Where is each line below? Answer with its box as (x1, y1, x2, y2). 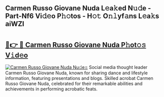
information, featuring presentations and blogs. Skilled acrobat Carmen (5, 75, 153, 81)
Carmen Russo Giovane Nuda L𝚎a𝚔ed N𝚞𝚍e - (5, 4, 151, 13)
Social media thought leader (89, 64, 148, 70)
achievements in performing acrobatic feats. (5, 86, 98, 92)
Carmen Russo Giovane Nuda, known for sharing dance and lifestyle (5, 70, 148, 76)
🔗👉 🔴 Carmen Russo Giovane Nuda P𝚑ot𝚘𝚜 (5, 40, 146, 49)
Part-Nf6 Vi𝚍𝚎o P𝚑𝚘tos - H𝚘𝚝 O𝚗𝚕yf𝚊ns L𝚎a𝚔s (5, 12, 159, 21)
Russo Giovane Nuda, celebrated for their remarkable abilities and (5, 80, 143, 86)
